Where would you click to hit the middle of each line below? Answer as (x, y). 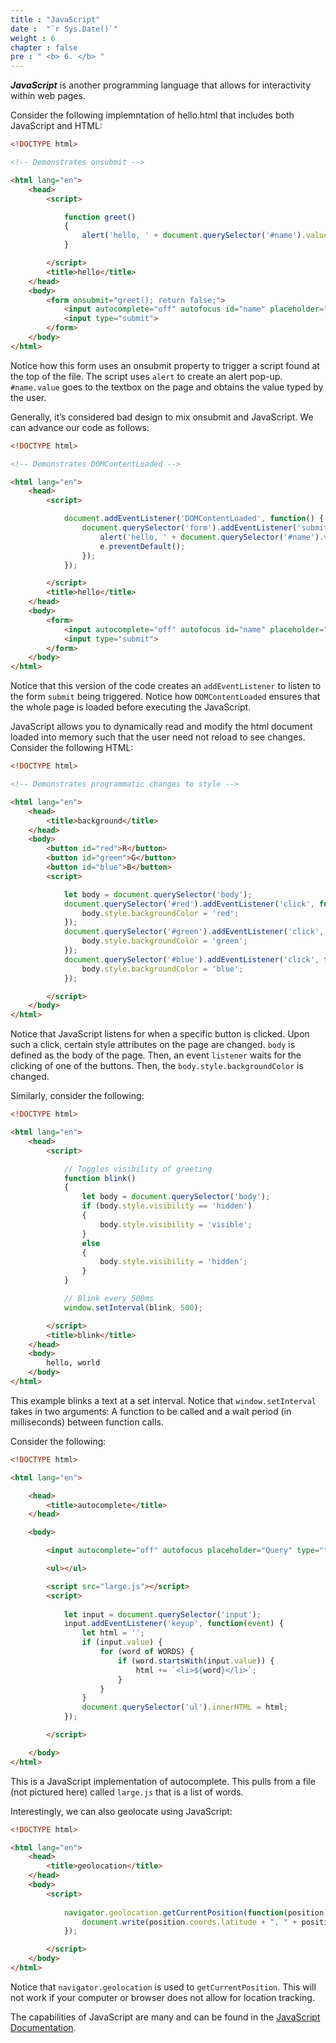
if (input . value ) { (122, 1642)
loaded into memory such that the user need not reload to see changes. (158, 737)
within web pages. (48, 96)
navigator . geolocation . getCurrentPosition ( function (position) (196, 1912)
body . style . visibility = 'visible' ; (176, 1224)
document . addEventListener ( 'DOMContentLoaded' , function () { (194, 519)
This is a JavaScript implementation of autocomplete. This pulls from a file (163, 1781)
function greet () (100, 217)
